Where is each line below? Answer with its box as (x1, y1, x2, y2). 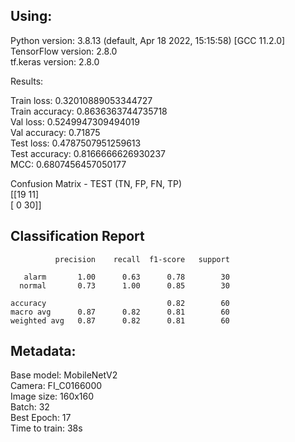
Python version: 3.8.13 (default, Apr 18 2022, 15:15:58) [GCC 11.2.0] (10, 34, 286, 46)
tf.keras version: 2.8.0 (10, 55, 100, 68)
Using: (10, 8, 53, 25)
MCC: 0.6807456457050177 (10, 158, 127, 170)
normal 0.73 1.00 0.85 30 (19, 280, 230, 291)
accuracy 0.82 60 (10, 298, 230, 308)
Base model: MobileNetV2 (10, 369, 118, 381)
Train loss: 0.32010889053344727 (10, 94, 153, 106)
